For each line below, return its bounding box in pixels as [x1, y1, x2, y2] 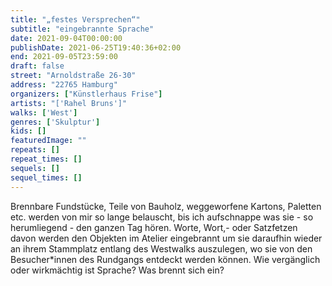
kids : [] [10, 126, 47, 136]
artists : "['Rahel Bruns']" [10, 98, 128, 108]
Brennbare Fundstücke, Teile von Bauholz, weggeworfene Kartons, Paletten [10, 200, 322, 212]
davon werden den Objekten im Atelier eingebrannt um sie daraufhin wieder [10, 232, 323, 244]
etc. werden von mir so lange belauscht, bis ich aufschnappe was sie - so [10, 211, 314, 223]
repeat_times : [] [10, 154, 83, 164]
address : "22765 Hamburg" [10, 80, 118, 90]
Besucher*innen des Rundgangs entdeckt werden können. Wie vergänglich [10, 253, 321, 265]
